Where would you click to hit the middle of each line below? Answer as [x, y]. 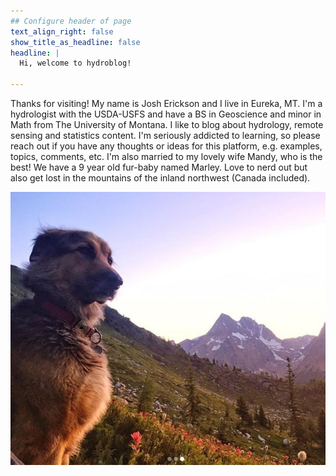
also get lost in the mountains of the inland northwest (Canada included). [160, 178]
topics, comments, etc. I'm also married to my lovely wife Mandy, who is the [166, 156]
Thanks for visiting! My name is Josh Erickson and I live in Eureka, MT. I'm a [166, 103]
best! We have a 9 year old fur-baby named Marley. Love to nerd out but [159, 167]
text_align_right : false [62, 31]
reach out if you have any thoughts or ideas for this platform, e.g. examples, [166, 146]
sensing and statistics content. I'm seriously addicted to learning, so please [165, 135]
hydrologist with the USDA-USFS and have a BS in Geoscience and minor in [166, 114]
